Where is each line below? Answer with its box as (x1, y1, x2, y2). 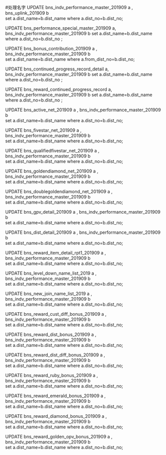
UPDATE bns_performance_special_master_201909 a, (5, 25, 117, 31)
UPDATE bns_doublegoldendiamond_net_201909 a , (5, 189, 113, 195)
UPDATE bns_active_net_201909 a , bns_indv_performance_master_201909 (5, 107, 161, 113)
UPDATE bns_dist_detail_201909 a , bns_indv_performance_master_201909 (5, 229, 161, 235)
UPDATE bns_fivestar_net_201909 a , (5, 127, 82, 133)
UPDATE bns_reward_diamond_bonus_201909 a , (5, 413, 107, 419)
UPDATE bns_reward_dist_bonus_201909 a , (5, 331, 97, 337)
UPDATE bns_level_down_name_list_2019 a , (5, 270, 97, 276)
